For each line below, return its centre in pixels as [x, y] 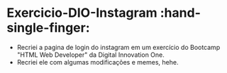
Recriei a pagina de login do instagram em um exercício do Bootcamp [118, 47]
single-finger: [48, 28]
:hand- [181, 13]
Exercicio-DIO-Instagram [82, 13]
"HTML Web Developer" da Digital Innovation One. [90, 55]
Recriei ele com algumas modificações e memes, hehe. [98, 62]
